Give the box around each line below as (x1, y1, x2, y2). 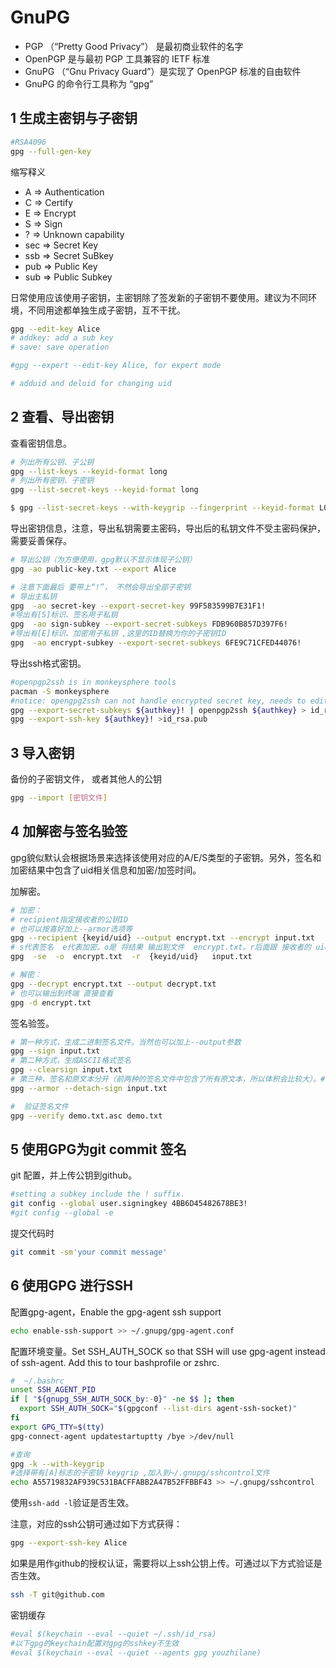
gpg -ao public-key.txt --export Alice (10, 564, 177, 574)
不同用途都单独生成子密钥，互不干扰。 (27, 304, 186, 316)
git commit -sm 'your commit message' (10, 1247, 168, 1257)
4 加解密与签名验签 (10, 823, 128, 840)
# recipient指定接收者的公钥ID (10, 914, 129, 925)
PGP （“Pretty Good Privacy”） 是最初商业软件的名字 (24, 40, 244, 52)
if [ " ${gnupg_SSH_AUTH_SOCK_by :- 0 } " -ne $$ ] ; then (10, 1394, 235, 1405)
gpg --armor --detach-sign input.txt (10, 1083, 168, 1093)
